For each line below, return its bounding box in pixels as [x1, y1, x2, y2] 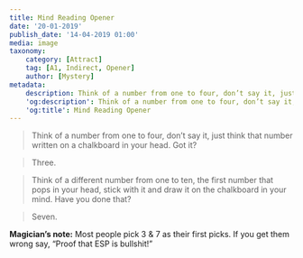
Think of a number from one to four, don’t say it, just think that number [31, 130, 293, 141]
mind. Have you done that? [31, 194, 133, 205]
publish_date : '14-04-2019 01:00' [9, 30, 140, 39]
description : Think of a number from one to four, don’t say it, [25, 88, 277, 97]
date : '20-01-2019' [9, 22, 83, 31]
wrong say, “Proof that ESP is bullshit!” [9, 238, 153, 249]
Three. [31, 157, 57, 168]
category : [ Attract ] [25, 55, 103, 64]
